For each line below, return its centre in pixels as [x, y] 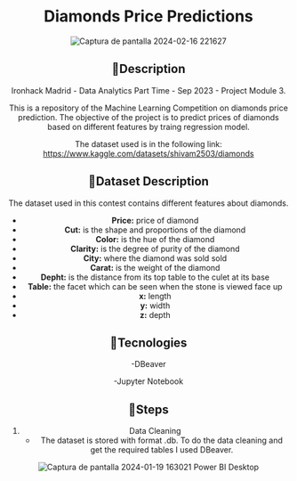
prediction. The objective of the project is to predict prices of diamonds [148, 117]
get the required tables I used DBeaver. [162, 450]
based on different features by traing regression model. [148, 126]
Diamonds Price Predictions [148, 16]
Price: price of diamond [155, 220]
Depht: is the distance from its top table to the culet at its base [155, 277]
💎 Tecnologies [148, 342]
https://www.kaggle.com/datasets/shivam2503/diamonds [148, 153]
